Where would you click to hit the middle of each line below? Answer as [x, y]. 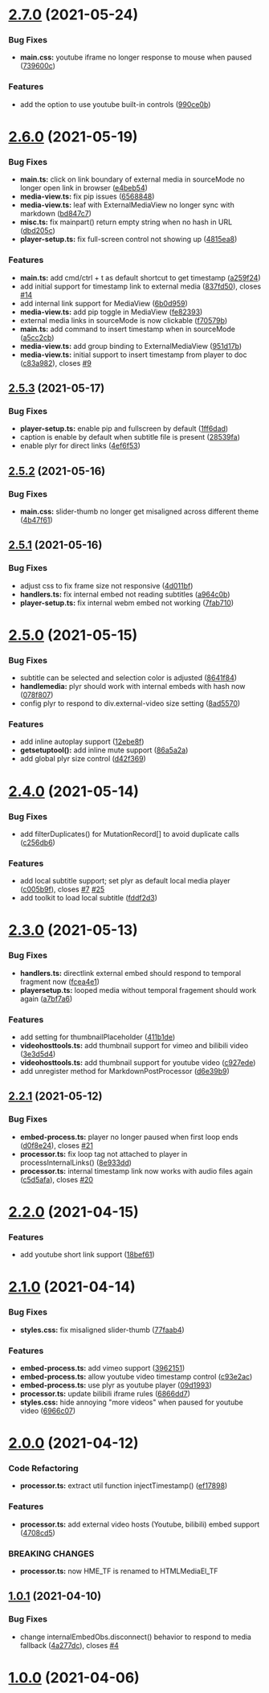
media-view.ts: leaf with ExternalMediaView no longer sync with [127, 205]
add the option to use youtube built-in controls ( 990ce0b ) [115, 104]
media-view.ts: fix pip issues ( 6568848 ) [87, 197]
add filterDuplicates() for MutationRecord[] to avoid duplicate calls [129, 834]
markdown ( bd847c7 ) [56, 214]
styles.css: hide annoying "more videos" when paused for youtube [131, 1402]
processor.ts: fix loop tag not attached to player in [104, 1154]
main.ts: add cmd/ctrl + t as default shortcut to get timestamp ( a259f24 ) [140, 277]
